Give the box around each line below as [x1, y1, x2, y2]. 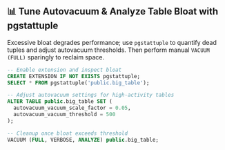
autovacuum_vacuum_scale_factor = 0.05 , [13, 104, 131, 112]
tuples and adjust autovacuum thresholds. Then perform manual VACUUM [7, 46, 211, 54]
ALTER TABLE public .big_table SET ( [7, 98, 112, 105]
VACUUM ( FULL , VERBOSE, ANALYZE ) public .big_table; [7, 136, 159, 143]
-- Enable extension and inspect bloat [7, 66, 122, 73]
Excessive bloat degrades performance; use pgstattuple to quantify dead [7, 38, 217, 46]
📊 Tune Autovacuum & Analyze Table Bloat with [7, 6, 219, 17]
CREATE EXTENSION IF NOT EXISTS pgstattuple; [7, 73, 140, 79]
